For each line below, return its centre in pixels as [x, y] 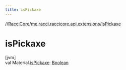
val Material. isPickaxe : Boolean [37, 63]
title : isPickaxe [23, 10]
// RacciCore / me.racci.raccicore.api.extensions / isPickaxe [63, 24]
